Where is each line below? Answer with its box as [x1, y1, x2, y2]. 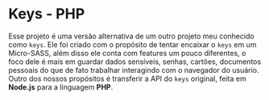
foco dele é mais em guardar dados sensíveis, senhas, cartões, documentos [8, 57, 262, 66]
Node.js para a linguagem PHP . [8, 82, 114, 92]
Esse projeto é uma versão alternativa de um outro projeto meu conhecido [8, 31, 255, 41]
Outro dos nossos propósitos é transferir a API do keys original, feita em [8, 74, 247, 83]
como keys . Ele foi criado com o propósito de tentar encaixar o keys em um [8, 39, 257, 49]
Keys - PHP [8, 5, 85, 23]
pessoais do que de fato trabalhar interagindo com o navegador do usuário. [8, 65, 259, 74]
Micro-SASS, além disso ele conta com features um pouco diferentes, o [8, 48, 246, 58]
